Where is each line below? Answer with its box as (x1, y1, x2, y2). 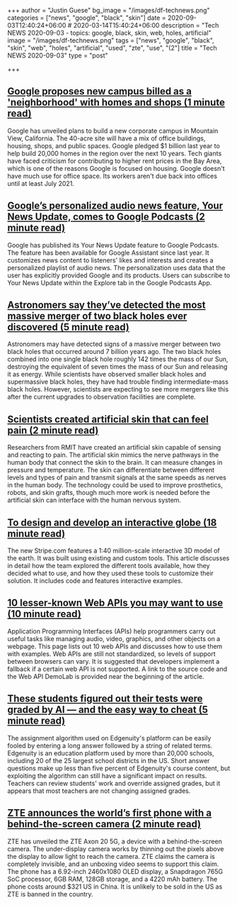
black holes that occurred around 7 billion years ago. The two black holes (7, 348, 221, 356)
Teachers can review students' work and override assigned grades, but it (7, 779, 221, 787)
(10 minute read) (7, 608, 81, 620)
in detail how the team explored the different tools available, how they (7, 562, 210, 570)
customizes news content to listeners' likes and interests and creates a (7, 255, 214, 265)
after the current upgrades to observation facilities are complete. (7, 393, 196, 401)
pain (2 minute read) (7, 424, 99, 436)
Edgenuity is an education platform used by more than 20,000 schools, (7, 748, 214, 757)
